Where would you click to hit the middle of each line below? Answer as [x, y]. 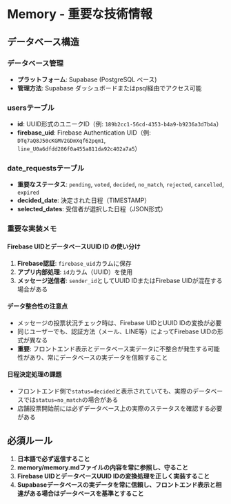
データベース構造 [43, 42]
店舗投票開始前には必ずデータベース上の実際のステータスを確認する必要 [120, 408]
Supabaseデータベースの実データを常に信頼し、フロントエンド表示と [116, 485]
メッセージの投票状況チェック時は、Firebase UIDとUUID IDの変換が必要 [119, 322]
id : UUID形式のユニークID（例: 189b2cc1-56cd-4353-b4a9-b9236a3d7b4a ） [120, 124]
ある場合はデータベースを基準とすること [87, 493]
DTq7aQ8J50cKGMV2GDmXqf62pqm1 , [61, 140]
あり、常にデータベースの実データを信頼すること [99, 357]
